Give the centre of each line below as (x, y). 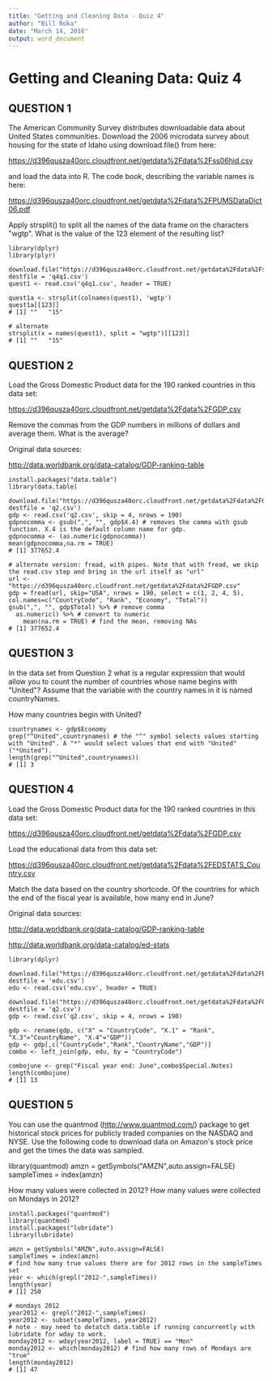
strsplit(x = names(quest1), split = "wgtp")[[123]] (99, 334)
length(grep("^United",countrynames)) (74, 757)
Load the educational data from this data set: (83, 849)
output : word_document (47, 38)
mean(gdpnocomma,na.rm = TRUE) (61, 543)
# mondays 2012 (34, 1306)
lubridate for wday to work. (57, 1334)
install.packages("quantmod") (59, 1213)
